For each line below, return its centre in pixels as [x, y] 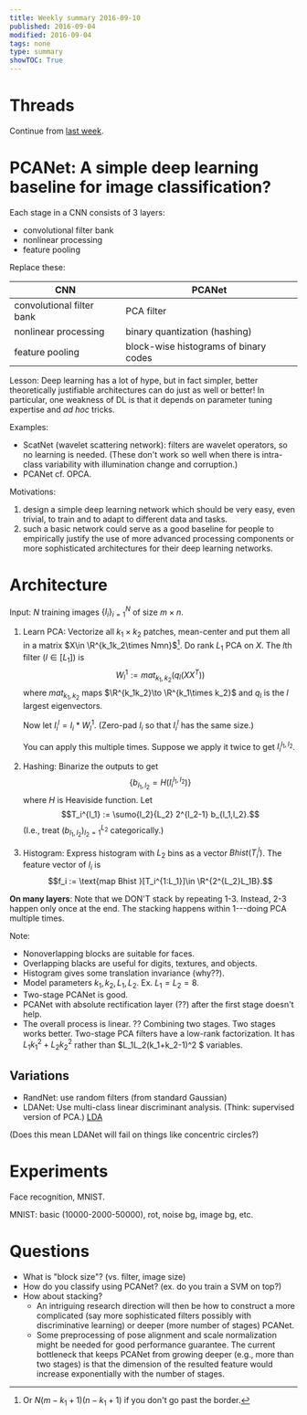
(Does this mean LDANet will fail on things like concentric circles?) [134, 1135]
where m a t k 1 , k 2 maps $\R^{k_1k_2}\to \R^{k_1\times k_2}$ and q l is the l [156, 694]
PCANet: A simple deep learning [134, 168]
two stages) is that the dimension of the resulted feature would [154, 1364]
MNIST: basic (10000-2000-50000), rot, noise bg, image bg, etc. [132, 1214]
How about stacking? [63, 1296]
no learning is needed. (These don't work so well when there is [141, 454]
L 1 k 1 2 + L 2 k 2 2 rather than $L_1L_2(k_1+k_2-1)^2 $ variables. [133, 1045]
